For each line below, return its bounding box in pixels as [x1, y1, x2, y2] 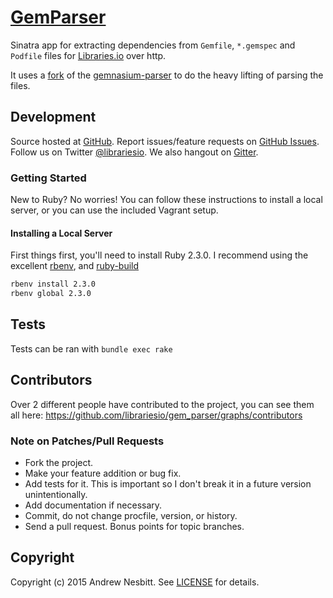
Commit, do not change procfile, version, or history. [24, 509, 238, 521]
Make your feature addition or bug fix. [24, 467, 182, 479]
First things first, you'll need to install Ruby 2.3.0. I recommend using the [10, 249, 309, 261]
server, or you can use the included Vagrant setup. [10, 204, 219, 216]
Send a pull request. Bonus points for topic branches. [24, 520, 245, 532]
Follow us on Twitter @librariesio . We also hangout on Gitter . [10, 146, 259, 158]
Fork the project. [24, 456, 94, 468]
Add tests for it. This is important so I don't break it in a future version [24, 477, 312, 490]
